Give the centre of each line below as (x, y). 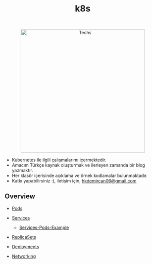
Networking (24, 256)
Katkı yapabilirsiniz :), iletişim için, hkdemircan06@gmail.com (74, 180)
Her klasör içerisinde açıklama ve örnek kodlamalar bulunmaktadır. (80, 176)
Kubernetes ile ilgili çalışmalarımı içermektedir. (59, 160)
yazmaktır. (22, 170)
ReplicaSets (24, 237)
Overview (20, 197)
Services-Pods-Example (44, 227)
